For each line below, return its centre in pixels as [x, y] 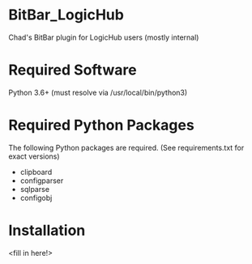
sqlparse [35, 189]
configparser [42, 181]
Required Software [73, 70]
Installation [47, 230]
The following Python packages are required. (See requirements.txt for [126, 147]
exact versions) [34, 156]
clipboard [36, 172]
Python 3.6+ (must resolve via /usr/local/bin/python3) [98, 92]
